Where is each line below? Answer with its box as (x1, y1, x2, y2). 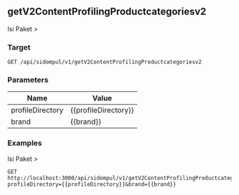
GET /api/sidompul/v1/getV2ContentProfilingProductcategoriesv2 (7, 58, 202, 66)
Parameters (7, 75, 48, 85)
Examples (7, 138, 43, 148)
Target (7, 42, 31, 52)
